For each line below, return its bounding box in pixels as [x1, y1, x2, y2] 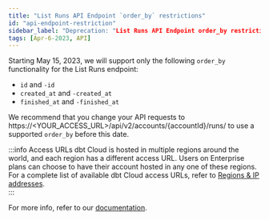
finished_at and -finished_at [19, 97, 120, 106]
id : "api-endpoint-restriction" [8, 19, 116, 27]
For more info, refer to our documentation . [8, 203, 148, 213]
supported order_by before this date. [8, 130, 130, 139]
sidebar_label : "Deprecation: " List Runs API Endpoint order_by [8, 26, 227, 34]
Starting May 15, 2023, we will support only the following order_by [8, 56, 226, 66]
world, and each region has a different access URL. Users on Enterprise [8, 154, 245, 163]
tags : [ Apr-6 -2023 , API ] [8, 34, 91, 42]
